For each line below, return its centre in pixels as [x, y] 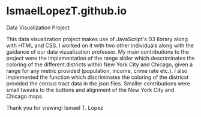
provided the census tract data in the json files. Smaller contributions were [98, 83]
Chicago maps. [25, 96]
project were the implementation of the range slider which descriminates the [100, 58]
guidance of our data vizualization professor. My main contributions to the [97, 51]
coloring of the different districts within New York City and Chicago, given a [100, 64]
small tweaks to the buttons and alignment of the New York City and [90, 90]
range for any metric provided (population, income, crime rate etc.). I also [97, 70]
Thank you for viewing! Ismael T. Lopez [55, 107]
